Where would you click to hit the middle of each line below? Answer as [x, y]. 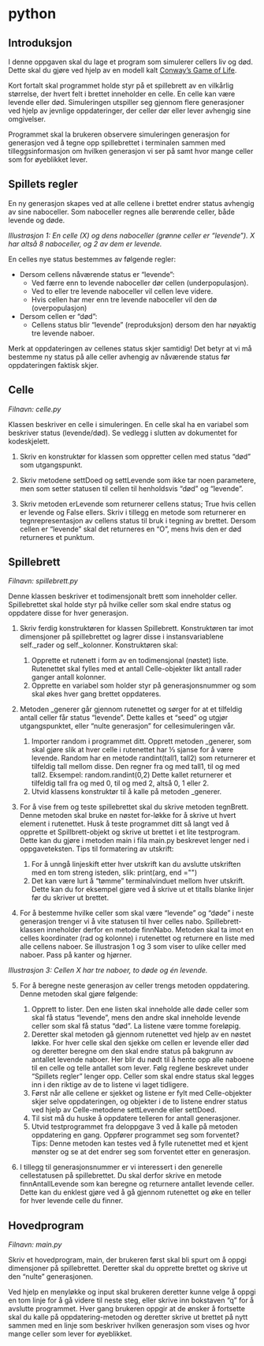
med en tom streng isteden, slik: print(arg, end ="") [114, 872]
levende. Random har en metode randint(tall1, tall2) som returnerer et [143, 758]
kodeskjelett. [29, 441]
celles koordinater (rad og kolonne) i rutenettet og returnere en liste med [137, 938]
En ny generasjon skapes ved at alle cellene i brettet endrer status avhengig [131, 203]
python [32, 14]
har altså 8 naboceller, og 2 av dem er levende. [85, 244]
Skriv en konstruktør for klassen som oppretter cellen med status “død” [135, 456]
